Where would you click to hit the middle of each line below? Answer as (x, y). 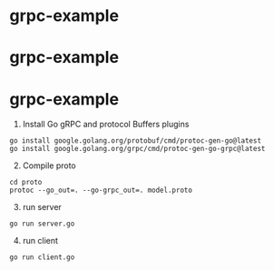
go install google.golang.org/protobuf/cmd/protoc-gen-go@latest (135, 141)
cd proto (26, 183)
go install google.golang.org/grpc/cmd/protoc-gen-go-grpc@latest (137, 149)
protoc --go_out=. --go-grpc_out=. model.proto (101, 191)
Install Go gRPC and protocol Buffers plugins (106, 125)
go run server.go (42, 224)
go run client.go (42, 257)
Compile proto (49, 166)
